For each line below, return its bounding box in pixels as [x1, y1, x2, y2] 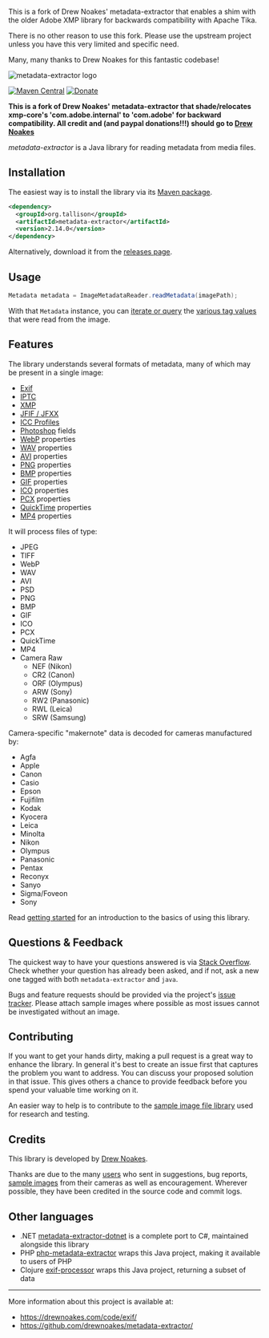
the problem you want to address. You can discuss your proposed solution [8, 1068, 254, 1078]
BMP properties [19, 468, 72, 478]
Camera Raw [19, 653, 62, 663]
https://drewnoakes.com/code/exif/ [19, 1312, 138, 1322]
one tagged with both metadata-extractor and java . [8, 974, 179, 983]
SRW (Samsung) [31, 712, 86, 722]
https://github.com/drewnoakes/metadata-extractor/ [19, 1320, 194, 1330]
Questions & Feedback [8, 936, 123, 950]
